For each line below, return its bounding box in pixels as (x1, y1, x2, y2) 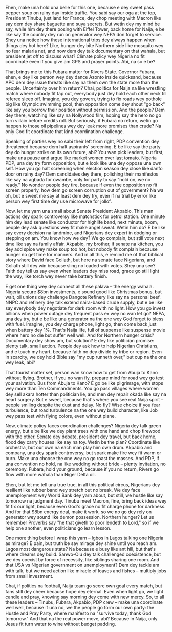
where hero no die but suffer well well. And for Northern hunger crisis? (5, 332, 155, 338)
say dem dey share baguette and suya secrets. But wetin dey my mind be (5, 20, 160, 27)
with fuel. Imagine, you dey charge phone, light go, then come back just (5, 321, 157, 327)
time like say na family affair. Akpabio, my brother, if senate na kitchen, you (5, 241, 164, 247)
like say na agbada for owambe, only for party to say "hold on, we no (5, 177, 151, 182)
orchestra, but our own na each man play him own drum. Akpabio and (5, 445, 153, 450)
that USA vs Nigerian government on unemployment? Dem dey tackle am (5, 562, 160, 568)
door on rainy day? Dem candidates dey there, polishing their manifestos (5, 171, 159, 177)
